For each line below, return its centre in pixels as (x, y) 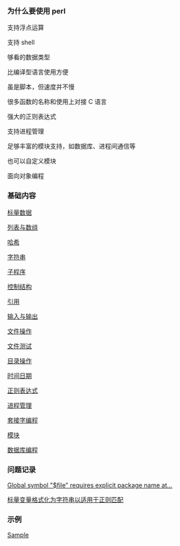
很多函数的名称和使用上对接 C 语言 (57, 102)
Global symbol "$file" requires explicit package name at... (90, 485)
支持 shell (21, 43)
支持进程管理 (25, 131)
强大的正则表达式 (32, 117)
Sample (18, 535)
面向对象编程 (25, 176)
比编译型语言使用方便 (38, 72)
